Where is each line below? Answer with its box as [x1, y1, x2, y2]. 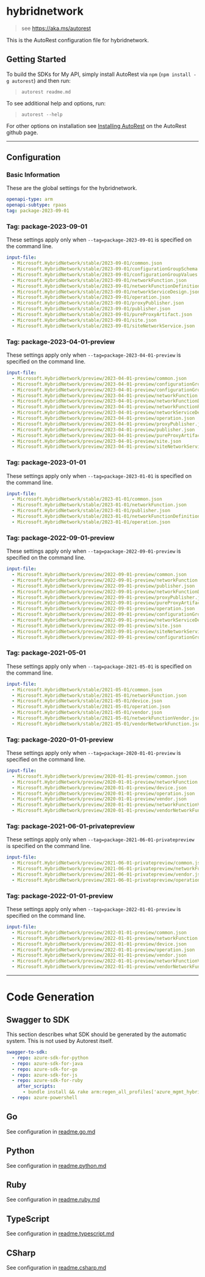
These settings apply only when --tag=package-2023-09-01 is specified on [6, 236, 192, 243]
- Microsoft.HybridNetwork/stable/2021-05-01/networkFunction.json [12, 692, 187, 699]
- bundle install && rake [22, 1089, 88, 1095]
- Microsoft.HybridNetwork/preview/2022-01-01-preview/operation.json [12, 947, 195, 953]
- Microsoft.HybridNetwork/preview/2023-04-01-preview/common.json [12, 375, 187, 381]
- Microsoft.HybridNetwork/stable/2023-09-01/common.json [12, 260, 163, 267]
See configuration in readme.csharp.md [6, 1264, 107, 1271]
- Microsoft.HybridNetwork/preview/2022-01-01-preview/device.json [12, 941, 187, 947]
